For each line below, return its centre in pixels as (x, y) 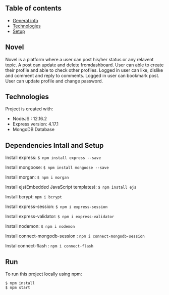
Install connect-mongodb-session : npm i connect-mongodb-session (75, 236)
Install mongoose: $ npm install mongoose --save (57, 167)
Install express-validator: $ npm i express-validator (60, 217)
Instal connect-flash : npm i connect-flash (49, 246)
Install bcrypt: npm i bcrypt (34, 197)
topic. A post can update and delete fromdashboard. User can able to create (84, 65)
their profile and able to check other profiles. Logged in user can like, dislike (84, 70)
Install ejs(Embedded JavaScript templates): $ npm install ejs (71, 187)
